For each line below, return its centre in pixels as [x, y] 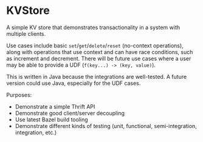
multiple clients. [26, 33]
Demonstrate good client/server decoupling [70, 113]
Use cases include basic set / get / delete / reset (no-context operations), [95, 46]
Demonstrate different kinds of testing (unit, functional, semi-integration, [106, 126]
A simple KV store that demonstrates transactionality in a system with [93, 27]
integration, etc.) [36, 132]
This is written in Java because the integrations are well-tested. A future [97, 76]
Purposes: [19, 95]
